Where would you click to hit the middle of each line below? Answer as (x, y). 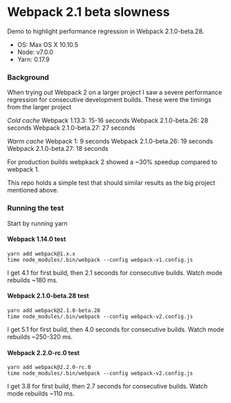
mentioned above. (33, 190)
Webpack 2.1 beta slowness (89, 12)
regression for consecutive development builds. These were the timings (109, 100)
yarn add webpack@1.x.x (41, 253)
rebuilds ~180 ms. (33, 280)
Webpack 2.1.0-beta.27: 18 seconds (58, 149)
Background (28, 77)
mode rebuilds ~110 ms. (41, 394)
